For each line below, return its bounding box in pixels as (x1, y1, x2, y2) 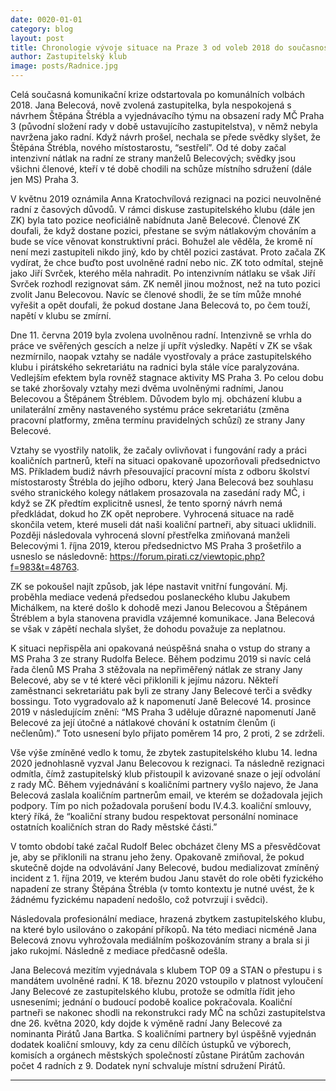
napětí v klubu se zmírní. (10, 310, 112, 321)
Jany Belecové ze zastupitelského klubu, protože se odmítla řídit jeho (10, 986, 296, 997)
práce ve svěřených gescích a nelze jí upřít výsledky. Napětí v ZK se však (10, 340, 313, 351)
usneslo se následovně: (10, 551, 108, 562)
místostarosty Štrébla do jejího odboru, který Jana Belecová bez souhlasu (10, 476, 314, 488)
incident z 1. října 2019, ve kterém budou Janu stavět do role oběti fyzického (10, 872, 324, 884)
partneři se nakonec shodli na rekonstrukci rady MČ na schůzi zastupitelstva (10, 1007, 326, 1018)
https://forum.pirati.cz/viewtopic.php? (109, 551, 265, 562)
